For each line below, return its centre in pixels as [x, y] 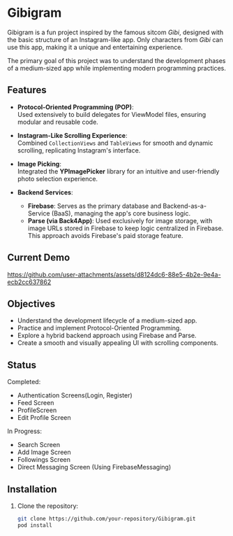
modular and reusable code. [58, 122]
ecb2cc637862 [29, 282]
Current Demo [39, 258]
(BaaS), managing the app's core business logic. [121, 213]
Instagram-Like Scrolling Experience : [72, 135]
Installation [32, 489]
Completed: [24, 382]
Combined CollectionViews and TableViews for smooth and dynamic [115, 143]
